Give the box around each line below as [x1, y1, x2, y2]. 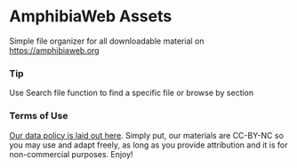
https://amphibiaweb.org [9, 44, 100, 55]
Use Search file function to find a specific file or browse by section [9, 87, 254, 99]
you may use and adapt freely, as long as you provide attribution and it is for [9, 140, 288, 150]
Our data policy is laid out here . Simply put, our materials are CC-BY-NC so [9, 130, 285, 140]
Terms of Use [9, 109, 68, 122]
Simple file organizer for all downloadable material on [9, 36, 205, 46]
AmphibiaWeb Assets [9, 6, 173, 27]
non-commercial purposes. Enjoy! [9, 148, 133, 159]
